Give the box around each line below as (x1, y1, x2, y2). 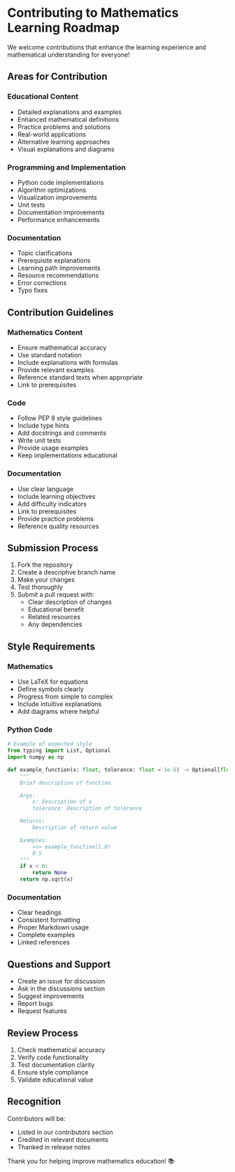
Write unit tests (17, 436, 62, 445)
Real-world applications (17, 130, 86, 138)
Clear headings (17, 909, 62, 917)
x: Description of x (32, 799, 92, 806)
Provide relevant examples (17, 366, 94, 374)
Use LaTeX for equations (17, 677, 89, 686)
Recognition (7, 1096, 62, 1108)
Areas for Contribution (7, 71, 108, 83)
